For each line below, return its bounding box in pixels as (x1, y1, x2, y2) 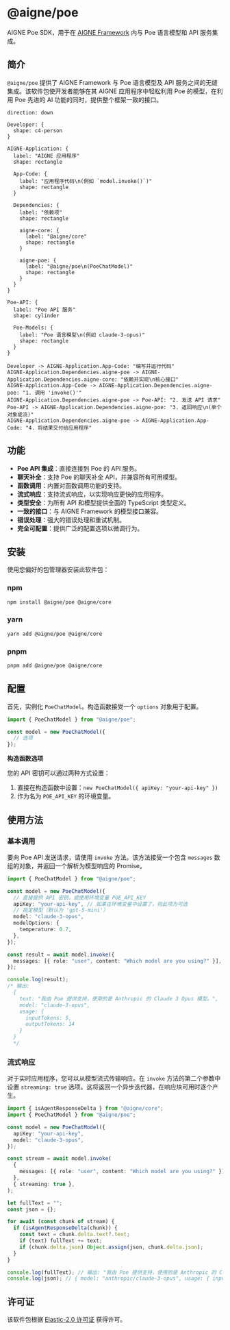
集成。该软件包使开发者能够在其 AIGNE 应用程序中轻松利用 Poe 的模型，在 (7, 87, 217, 95)
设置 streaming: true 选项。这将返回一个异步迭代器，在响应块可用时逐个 (7, 1083, 213, 1091)
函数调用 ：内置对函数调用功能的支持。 (16, 481, 125, 489)
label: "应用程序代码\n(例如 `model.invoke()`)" (19, 177, 153, 184)
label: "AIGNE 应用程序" (13, 152, 80, 159)
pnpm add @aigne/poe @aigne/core (7, 663, 103, 669)
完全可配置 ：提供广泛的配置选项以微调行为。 (16, 524, 144, 532)
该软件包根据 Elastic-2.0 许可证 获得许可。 (7, 1316, 127, 1324)
